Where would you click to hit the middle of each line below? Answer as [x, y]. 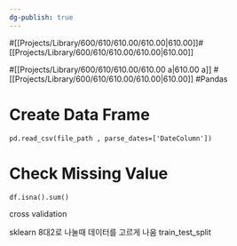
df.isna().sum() [39, 197]
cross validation [38, 213]
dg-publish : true [41, 17]
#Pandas [211, 79]
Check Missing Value [89, 173]
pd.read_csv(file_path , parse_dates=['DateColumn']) [111, 139]
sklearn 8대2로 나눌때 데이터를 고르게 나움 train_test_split [110, 232]
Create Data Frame [80, 114]
